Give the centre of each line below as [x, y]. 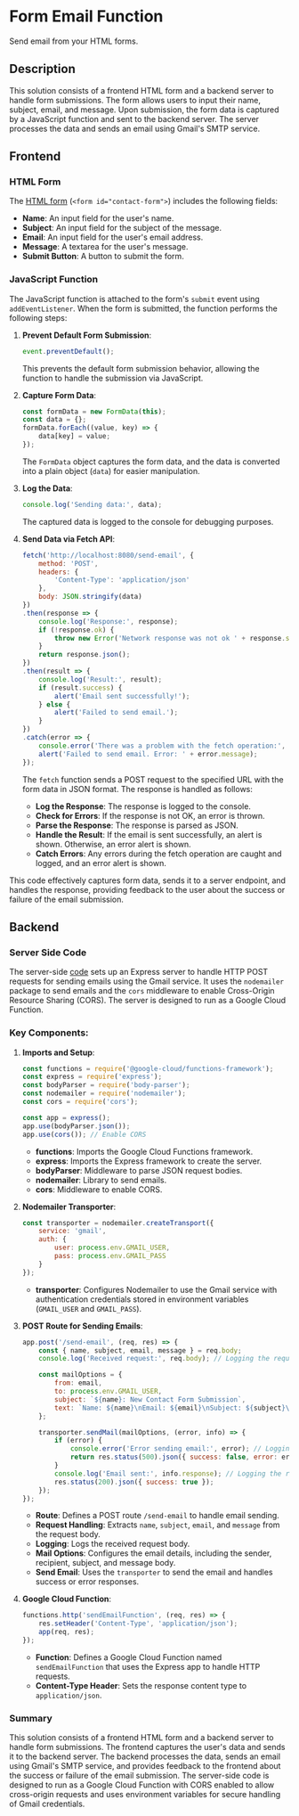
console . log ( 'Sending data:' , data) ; [92, 504]
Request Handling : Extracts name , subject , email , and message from [158, 1525]
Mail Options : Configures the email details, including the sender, [154, 1553]
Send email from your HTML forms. [74, 41]
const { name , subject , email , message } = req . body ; [140, 1350]
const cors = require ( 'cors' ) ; [80, 1102]
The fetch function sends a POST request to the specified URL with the [153, 779]
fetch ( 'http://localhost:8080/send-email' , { [108, 555]
